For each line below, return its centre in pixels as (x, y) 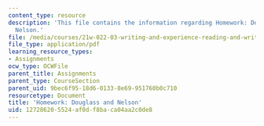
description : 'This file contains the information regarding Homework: (128, 23)
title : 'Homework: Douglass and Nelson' (75, 103)
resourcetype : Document (47, 95)
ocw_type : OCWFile (38, 67)
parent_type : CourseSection (54, 81)
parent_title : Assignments (52, 74)
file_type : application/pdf (54, 45)
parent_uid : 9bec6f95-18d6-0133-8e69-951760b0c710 (93, 88)
